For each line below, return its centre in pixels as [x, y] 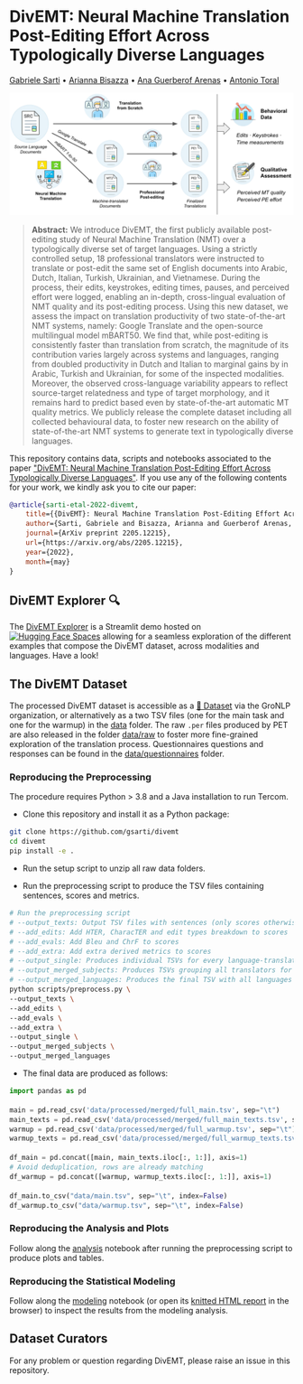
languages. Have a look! [54, 656]
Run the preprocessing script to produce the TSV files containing [143, 886]
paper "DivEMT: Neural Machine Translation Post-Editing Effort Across [140, 468]
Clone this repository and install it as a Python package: [126, 814]
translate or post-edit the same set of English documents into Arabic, [160, 267]
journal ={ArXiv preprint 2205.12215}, [98, 533]
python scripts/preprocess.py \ [70, 990]
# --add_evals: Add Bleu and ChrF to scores [94, 941]
